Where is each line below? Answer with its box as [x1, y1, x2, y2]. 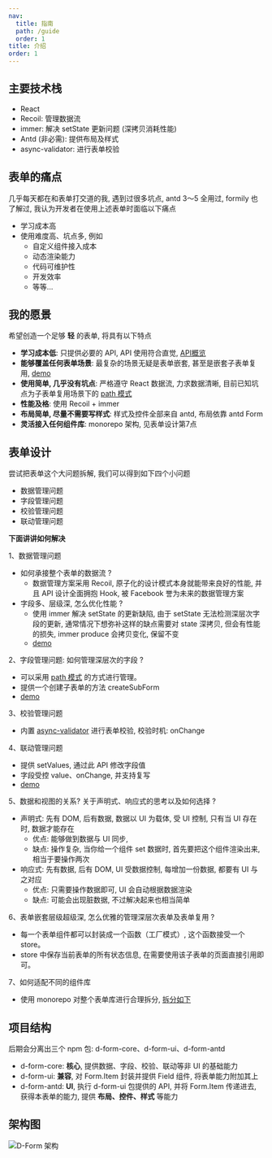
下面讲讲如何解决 [8, 533, 66, 543]
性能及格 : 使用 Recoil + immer [19, 399, 120, 409]
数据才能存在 [31, 824, 75, 834]
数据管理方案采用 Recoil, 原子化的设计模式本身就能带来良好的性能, [32, 578, 253, 588]
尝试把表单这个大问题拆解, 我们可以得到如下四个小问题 [8, 468, 191, 478]
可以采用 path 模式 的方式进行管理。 [19, 673, 142, 682]
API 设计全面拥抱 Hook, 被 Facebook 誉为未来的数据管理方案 [41, 589, 244, 599]
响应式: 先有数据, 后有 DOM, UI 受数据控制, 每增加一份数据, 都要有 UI [19, 864, 249, 874]
